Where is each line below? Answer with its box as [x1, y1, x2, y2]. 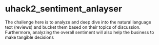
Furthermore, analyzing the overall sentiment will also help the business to [5, 29, 155, 35]
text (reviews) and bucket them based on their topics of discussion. [5, 24, 140, 30]
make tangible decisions [5, 34, 54, 40]
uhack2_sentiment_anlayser [5, 3, 122, 14]
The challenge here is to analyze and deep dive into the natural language [5, 19, 152, 25]
